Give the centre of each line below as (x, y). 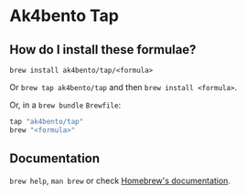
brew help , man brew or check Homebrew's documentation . (120, 180)
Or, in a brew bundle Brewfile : (65, 105)
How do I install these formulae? (103, 50)
